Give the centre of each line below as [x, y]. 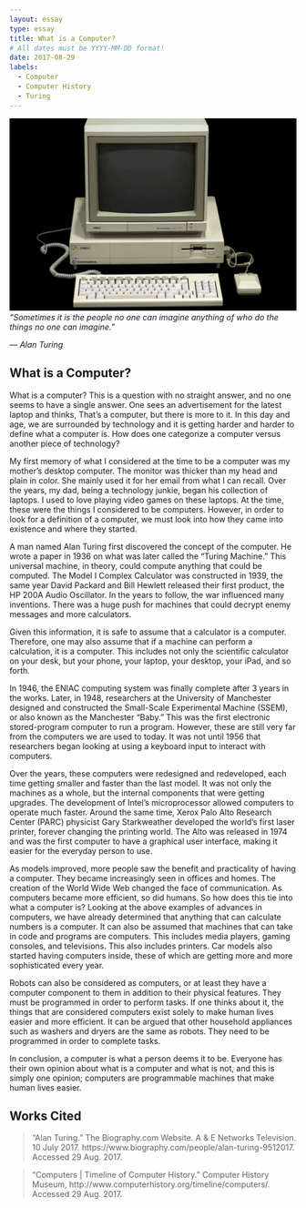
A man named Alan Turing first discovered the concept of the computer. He [151, 546]
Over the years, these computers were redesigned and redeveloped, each [148, 773]
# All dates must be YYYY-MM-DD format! [87, 48]
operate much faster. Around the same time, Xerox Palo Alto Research [141, 812]
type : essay [32, 29]
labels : [24, 67]
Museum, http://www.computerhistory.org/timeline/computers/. [151, 1184]
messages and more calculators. [71, 614]
